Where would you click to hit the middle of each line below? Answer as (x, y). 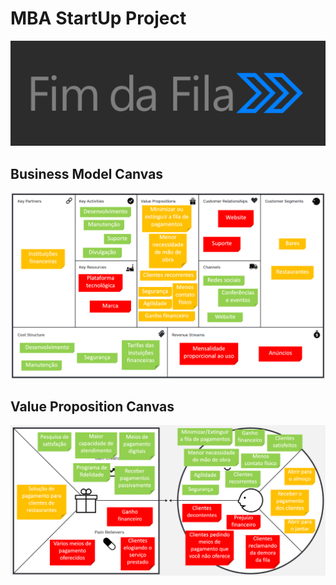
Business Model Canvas (87, 173)
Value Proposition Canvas (92, 407)
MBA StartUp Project (98, 18)
